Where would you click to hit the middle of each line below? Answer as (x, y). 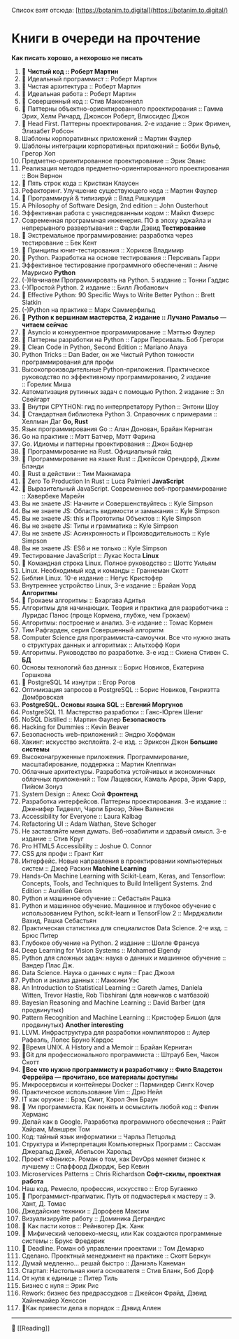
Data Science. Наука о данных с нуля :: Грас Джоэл (98, 972)
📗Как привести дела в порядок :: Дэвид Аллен (91, 1307)
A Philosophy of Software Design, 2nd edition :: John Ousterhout (115, 205)
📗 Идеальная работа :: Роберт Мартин (79, 93)
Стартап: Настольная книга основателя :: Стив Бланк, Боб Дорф (117, 1270)
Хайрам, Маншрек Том (56, 1129)
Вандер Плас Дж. (48, 965)
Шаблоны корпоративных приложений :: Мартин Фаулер (106, 138)
